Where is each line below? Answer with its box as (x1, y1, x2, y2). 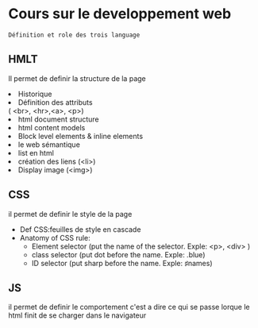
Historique (18, 89, 52, 98)
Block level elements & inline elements (18, 131, 144, 141)
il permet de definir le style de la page (8, 209, 133, 218)
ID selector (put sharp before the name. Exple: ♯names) (31, 258, 213, 268)
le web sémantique (18, 140, 81, 149)
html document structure (18, 114, 99, 124)
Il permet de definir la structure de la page (8, 73, 146, 83)
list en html (18, 148, 54, 157)
